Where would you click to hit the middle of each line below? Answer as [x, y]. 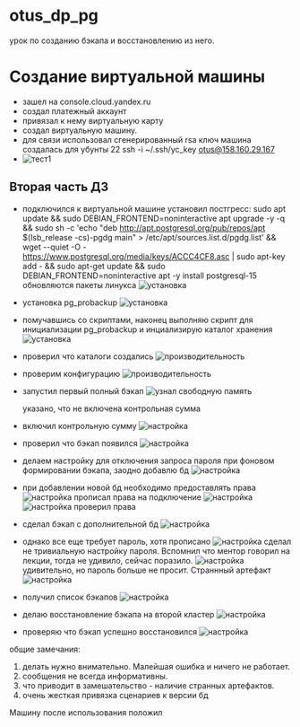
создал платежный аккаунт [74, 111]
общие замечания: [45, 649]
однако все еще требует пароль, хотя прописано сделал [157, 541]
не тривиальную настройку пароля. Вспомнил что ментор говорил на [156, 551]
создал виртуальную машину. [79, 130]
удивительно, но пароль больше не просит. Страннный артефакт [146, 570]
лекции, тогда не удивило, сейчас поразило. [107, 560]
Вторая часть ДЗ [59, 187]
